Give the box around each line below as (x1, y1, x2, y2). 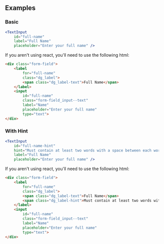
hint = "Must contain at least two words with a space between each (14, 148, 152, 153)
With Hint (5, 128, 28, 134)
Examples (5, 4, 36, 12)
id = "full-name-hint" (14, 143, 56, 148)
